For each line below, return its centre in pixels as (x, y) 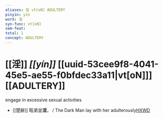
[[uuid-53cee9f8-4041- (108, 65)
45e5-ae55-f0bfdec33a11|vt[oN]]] (79, 75)
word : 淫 (14, 19)
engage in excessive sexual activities (43, 100)
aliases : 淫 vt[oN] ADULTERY (35, 10)
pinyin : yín (18, 15)
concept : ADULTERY (24, 38)
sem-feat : (16, 29)
